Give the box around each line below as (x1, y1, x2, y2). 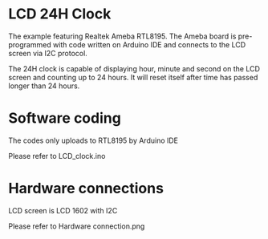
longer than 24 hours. (8, 81, 80, 91)
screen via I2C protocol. (8, 48, 88, 58)
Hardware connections (8, 180, 164, 197)
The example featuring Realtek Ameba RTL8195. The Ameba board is (8, 31, 237, 41)
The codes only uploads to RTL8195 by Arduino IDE (8, 136, 179, 145)
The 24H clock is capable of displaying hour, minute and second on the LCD (8, 63, 261, 73)
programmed (8, 39, 51, 49)
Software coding (8, 109, 122, 128)
